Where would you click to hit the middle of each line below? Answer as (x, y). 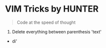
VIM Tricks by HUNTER (52, 9)
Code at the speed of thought (46, 22)
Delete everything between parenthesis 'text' (57, 32)
